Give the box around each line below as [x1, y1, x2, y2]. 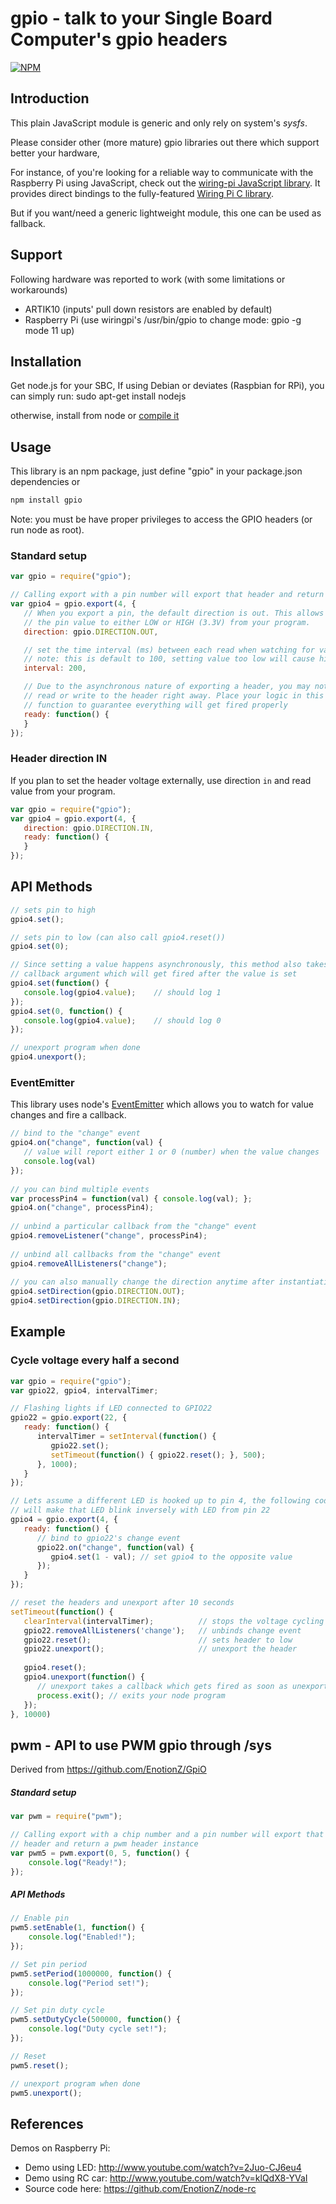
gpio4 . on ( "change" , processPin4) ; [10, 1203, 155, 1213]
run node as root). [10, 524, 85, 536]
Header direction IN [10, 752, 108, 766]
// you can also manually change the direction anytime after [10, 1277, 275, 1287]
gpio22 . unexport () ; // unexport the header [23, 1644, 298, 1654]
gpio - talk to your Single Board [10, 7, 273, 30]
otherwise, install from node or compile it [10, 410, 180, 422]
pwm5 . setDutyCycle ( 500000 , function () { [10, 2015, 182, 2025]
